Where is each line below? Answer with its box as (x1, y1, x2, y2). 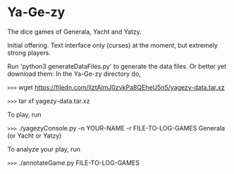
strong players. (7, 48, 51, 57)
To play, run (7, 110, 42, 119)
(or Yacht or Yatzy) (7, 131, 62, 140)
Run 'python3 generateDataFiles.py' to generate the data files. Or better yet (7, 62, 227, 70)
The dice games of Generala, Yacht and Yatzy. (7, 27, 142, 36)
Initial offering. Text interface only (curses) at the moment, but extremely (7, 41, 218, 49)
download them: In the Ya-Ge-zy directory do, (7, 69, 141, 78)
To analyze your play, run (7, 145, 81, 153)
